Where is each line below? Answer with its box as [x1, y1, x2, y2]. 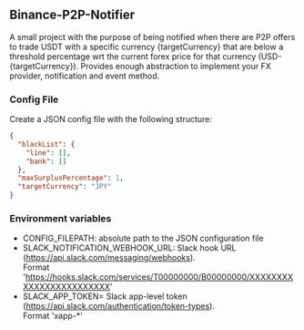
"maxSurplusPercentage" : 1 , [17, 173, 125, 183]
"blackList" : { [17, 139, 76, 149]
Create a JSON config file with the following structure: [9, 114, 212, 125]
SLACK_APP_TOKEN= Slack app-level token [22, 291, 188, 302]
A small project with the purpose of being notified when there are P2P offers [9, 31, 296, 42]
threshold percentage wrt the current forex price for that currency [9, 50, 257, 62]
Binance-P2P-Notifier [9, 7, 135, 23]
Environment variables [9, 212, 112, 225]
